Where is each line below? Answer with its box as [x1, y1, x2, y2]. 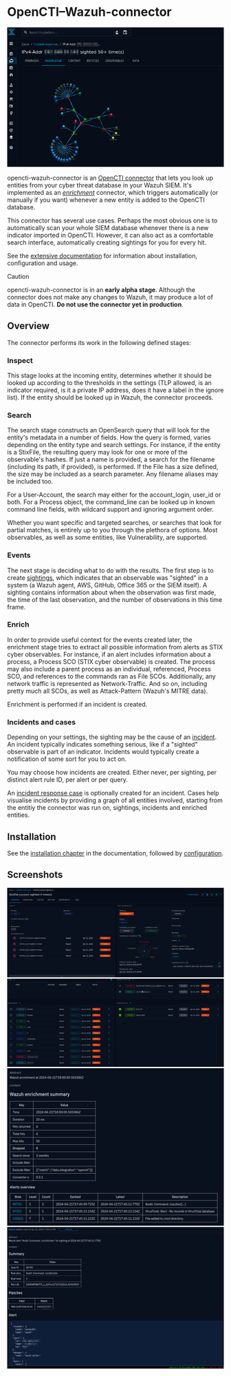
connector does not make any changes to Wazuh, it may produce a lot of [7, 293, 213, 301]
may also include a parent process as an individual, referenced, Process [7, 665, 211, 673]
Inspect [7, 355, 33, 365]
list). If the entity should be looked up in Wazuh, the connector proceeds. [7, 393, 214, 402]
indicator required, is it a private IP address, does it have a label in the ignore [7, 386, 224, 394]
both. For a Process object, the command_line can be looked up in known [7, 498, 215, 506]
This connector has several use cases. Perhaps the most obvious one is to [7, 216, 218, 225]
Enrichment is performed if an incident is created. [7, 700, 148, 708]
